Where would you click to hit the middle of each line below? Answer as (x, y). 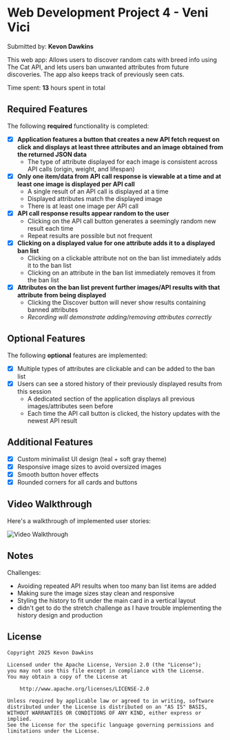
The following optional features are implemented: (77, 355)
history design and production (60, 615)
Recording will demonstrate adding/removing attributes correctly (119, 317)
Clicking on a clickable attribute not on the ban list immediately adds (124, 258)
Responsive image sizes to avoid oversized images (89, 467)
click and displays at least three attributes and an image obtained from (120, 147)
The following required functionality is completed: (78, 126)
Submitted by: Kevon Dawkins (51, 46)
